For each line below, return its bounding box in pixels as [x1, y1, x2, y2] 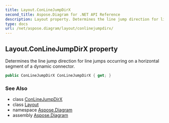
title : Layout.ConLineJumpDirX [5, 7, 71, 13]
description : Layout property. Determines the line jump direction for [5, 17, 158, 22]
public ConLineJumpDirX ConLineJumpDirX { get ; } [5, 73, 112, 78]
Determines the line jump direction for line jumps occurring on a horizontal [5, 58, 159, 64]
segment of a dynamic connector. [5, 63, 75, 69]
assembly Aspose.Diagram [12, 112, 68, 118]
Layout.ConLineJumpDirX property [5, 45, 118, 53]
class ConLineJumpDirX [12, 96, 63, 102]
